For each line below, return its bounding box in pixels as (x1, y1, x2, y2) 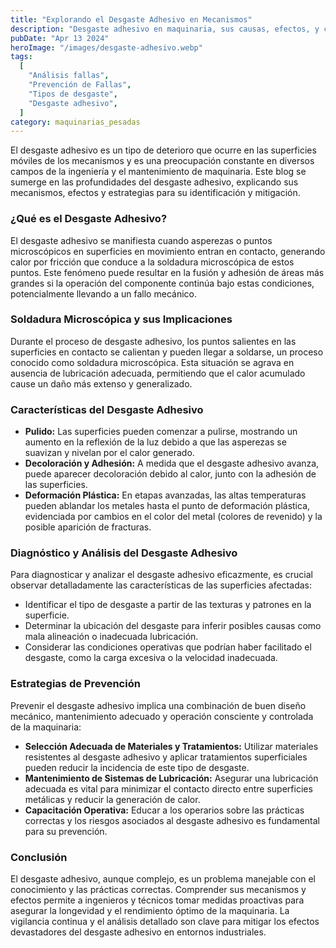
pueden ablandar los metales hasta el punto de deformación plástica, (24, 500, 311, 512)
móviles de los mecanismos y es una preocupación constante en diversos (10, 155, 315, 167)
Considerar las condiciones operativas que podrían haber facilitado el (24, 641, 312, 653)
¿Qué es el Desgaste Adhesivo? (10, 212, 168, 226)
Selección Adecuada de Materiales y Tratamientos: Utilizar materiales (24, 740, 319, 752)
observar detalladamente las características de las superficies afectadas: (10, 579, 312, 591)
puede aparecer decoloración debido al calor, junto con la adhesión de (24, 468, 317, 480)
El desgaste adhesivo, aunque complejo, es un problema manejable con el (10, 873, 316, 885)
